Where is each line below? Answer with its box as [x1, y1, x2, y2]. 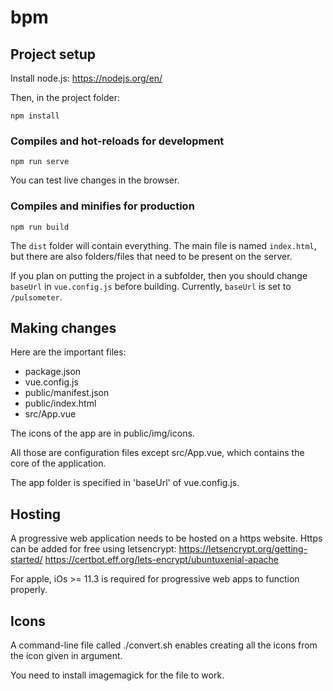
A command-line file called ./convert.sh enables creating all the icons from [10, 639, 318, 651]
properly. [10, 584, 48, 596]
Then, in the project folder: [10, 92, 120, 103]
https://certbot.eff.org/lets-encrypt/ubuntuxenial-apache [44, 554, 279, 566]
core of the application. [10, 457, 107, 470]
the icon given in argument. [10, 650, 123, 662]
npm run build [10, 222, 70, 232]
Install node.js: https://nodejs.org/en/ [10, 72, 163, 84]
